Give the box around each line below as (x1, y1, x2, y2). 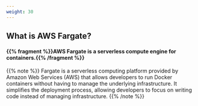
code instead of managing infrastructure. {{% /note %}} (6, 93, 144, 100)
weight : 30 (6, 8, 34, 15)
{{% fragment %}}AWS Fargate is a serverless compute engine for (6, 47, 176, 54)
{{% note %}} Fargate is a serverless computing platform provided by (6, 67, 179, 75)
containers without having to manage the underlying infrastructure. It (6, 80, 178, 87)
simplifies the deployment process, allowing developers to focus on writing (6, 86, 193, 93)
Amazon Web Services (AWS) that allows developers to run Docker (6, 74, 173, 81)
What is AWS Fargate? (6, 31, 92, 41)
